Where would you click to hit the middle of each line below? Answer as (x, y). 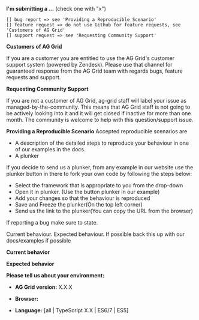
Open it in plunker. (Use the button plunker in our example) (87, 192)
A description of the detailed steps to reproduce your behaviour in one (102, 143)
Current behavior (28, 252)
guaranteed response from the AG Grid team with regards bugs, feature (94, 71)
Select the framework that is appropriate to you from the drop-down (99, 185)
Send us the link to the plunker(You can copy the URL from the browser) (104, 211)
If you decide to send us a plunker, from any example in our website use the (100, 167)
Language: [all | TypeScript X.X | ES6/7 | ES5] (72, 310)
